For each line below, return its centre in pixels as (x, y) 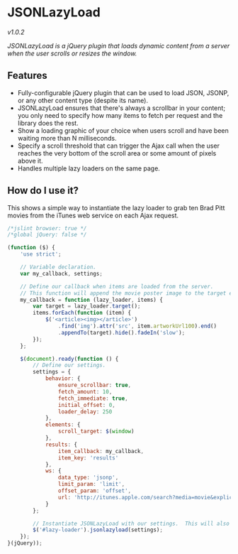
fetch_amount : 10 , (85, 391)
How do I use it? (43, 191)
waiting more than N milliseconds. (67, 138)
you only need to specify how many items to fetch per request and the (120, 115)
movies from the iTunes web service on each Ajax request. (93, 215)
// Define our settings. (69, 365)
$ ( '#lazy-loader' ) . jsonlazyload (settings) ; (98, 530)
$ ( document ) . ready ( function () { (69, 359)
